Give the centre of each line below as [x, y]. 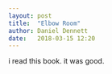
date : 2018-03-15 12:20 [52, 38]
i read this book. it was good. [56, 61]
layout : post [30, 16]
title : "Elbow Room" [45, 23]
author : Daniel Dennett [48, 31]
